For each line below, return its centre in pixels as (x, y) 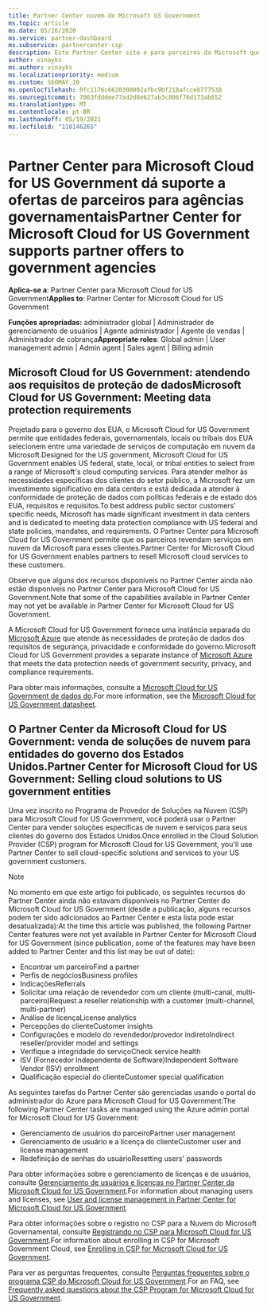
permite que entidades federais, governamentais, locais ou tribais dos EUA (131, 437)
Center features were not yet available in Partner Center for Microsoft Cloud (132, 935)
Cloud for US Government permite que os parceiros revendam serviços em (131, 539)
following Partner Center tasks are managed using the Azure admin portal (129, 1109)
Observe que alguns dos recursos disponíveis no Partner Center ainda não (130, 580)
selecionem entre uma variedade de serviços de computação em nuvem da (132, 446)
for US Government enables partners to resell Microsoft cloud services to (128, 556)
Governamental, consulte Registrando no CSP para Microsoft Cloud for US (130, 1232)
